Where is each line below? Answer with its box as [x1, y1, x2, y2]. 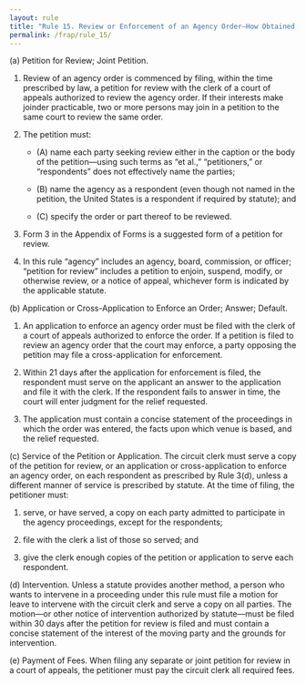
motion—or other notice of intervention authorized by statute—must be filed [9, 608, 294, 619]
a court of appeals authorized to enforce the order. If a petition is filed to [22, 330, 294, 342]
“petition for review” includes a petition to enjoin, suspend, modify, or [22, 266, 283, 277]
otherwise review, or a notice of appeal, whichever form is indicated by [22, 275, 290, 287]
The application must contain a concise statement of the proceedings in [22, 413, 293, 424]
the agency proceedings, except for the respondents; [22, 516, 223, 528]
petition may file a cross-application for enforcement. [22, 350, 223, 361]
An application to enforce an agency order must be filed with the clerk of [22, 321, 296, 332]
